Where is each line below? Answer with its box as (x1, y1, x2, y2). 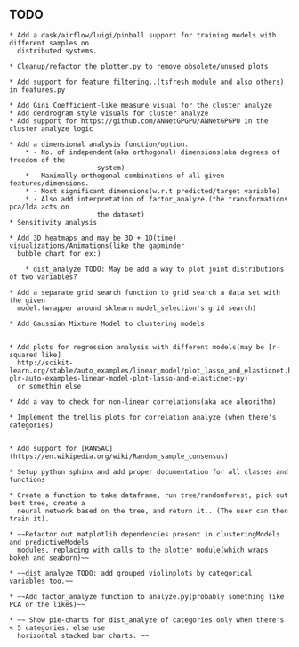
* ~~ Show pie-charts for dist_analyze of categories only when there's (9, 615, 285, 625)
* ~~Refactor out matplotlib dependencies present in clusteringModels (9, 529, 280, 538)
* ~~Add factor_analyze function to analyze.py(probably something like (9, 592, 285, 601)
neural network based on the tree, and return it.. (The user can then (17, 506, 289, 515)
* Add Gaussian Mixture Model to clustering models (9, 319, 205, 328)
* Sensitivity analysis (9, 217, 98, 226)
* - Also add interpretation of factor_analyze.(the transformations (25, 194, 289, 203)
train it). (9, 514, 50, 523)
